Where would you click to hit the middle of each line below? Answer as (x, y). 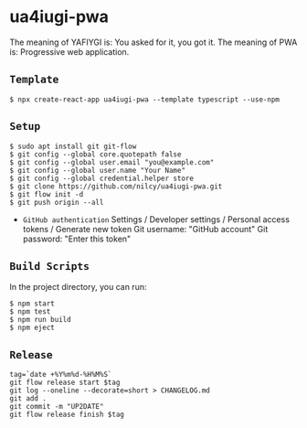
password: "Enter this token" (77, 239)
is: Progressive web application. (69, 51)
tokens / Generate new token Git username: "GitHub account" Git (145, 229)
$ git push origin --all (57, 202)
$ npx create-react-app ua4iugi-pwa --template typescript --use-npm (145, 99)
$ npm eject (32, 328)
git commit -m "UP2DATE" (57, 407)
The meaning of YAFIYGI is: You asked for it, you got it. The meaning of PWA (153, 42)
